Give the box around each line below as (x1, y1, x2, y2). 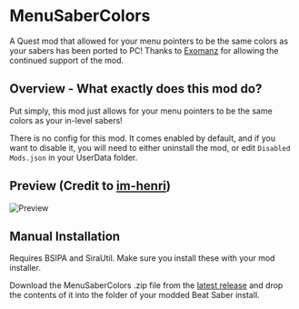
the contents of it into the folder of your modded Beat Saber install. (9, 290, 261, 301)
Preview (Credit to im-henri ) (9, 178, 171, 194)
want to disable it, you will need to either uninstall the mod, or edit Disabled (9, 142, 291, 153)
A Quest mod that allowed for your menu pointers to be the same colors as (9, 35, 289, 46)
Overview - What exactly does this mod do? (9, 81, 263, 96)
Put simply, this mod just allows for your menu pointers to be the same (9, 105, 273, 116)
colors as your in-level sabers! (9, 115, 123, 125)
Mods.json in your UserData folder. (9, 152, 138, 163)
